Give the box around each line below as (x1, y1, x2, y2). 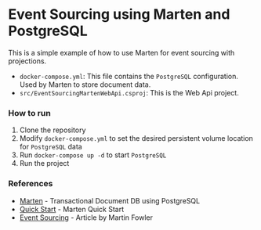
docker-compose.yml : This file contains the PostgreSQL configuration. (19, 71, 239, 81)
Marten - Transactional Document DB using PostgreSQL (19, 196, 201, 205)
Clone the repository (19, 125, 86, 135)
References (8, 178, 53, 189)
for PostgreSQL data (19, 142, 82, 152)
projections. (8, 56, 47, 66)
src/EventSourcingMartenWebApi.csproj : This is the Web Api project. (19, 88, 239, 97)
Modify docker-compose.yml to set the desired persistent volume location (19, 134, 253, 143)
